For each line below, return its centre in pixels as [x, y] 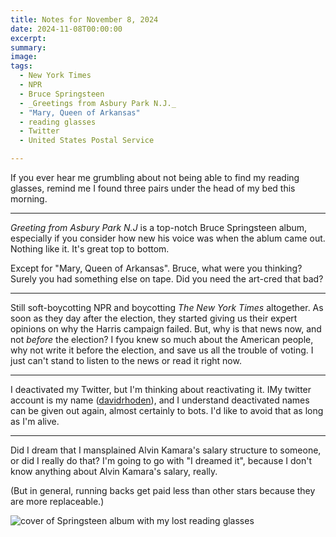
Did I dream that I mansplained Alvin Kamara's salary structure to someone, [166, 450]
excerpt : [28, 38]
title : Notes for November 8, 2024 [84, 19]
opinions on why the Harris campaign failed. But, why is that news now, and [166, 329]
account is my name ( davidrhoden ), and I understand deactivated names [160, 400]
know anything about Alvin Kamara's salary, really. [114, 471]
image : [24, 57]
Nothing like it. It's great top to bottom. [90, 249]
